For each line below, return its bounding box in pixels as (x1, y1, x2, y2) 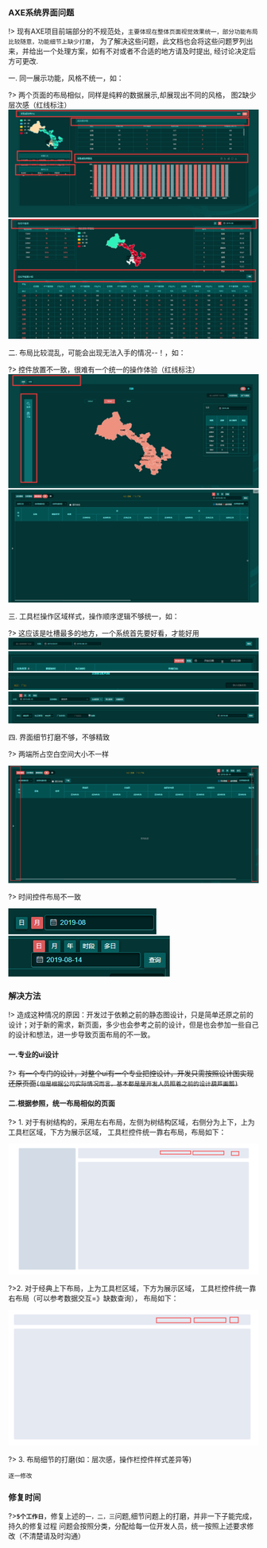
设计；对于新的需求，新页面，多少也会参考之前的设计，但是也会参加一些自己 (8, 1020, 259, 1029)
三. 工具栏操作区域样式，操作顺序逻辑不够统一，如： (8, 611, 180, 621)
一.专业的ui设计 (8, 1049, 60, 1059)
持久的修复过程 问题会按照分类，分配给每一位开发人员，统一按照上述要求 (8, 1522, 247, 1531)
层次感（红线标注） (8, 100, 72, 110)
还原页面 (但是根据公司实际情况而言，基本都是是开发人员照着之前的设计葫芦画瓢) (8, 1078, 238, 1088)
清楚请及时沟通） (29, 1531, 85, 1541)
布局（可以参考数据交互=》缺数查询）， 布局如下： (14, 1293, 179, 1303)
